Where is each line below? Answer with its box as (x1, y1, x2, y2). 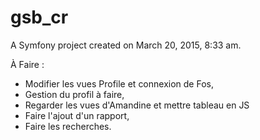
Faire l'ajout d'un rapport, (24, 109, 130, 121)
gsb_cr (10, 6, 69, 29)
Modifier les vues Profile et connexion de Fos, (24, 77, 214, 90)
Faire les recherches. (24, 120, 112, 132)
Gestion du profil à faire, (24, 88, 125, 100)
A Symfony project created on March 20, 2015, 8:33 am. (10, 39, 242, 51)
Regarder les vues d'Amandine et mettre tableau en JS (24, 99, 250, 111)
